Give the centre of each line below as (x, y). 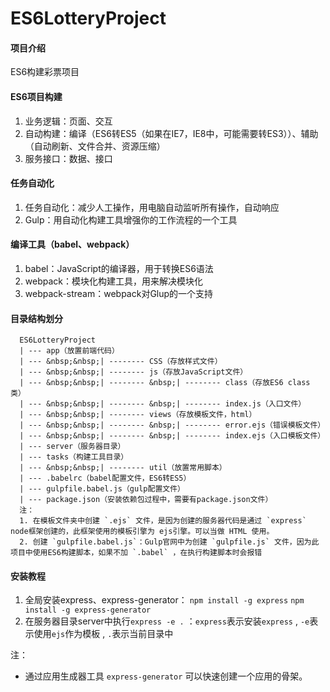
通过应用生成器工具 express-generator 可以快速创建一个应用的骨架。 (166, 676)
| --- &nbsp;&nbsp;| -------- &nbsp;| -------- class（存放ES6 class (165, 383)
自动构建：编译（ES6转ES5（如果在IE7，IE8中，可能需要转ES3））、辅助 (171, 133)
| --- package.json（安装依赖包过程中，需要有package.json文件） (146, 500)
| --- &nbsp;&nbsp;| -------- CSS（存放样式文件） (121, 362)
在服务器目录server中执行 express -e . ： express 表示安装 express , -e (167, 621)
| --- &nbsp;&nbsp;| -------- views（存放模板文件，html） (138, 415)
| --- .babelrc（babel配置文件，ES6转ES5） (105, 478)
